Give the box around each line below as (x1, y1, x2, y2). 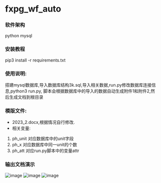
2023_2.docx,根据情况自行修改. (12, 120, 75, 125)
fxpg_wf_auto (5, 3, 62, 15)
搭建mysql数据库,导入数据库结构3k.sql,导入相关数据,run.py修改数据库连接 (5, 82, 152, 88)
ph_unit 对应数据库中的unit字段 (12, 136, 74, 141)
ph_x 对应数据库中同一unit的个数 (12, 142, 78, 148)
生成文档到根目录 (9, 94, 44, 100)
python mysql (5, 33, 32, 39)
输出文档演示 (5, 161, 35, 168)
